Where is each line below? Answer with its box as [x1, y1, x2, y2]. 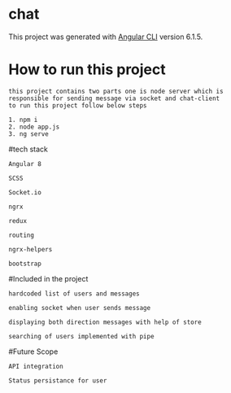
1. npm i [8, 116, 38, 124]
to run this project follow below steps [8, 101, 148, 110]
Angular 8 [8, 159, 42, 168]
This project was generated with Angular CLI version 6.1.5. [8, 32, 203, 41]
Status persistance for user [8, 376, 107, 385]
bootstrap [8, 260, 42, 268]
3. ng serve [8, 129, 49, 138]
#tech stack [8, 144, 49, 154]
